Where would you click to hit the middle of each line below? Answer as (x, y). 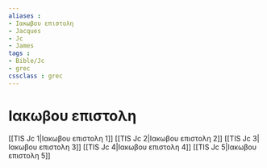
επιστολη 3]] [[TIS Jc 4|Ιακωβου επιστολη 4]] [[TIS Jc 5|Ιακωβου (148, 147)
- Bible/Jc (27, 61)
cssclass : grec (35, 76)
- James (21, 46)
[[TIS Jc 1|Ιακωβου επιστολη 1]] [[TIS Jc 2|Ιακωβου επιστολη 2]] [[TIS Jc (130, 138)
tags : (19, 53)
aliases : (25, 16)
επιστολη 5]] (29, 155)
